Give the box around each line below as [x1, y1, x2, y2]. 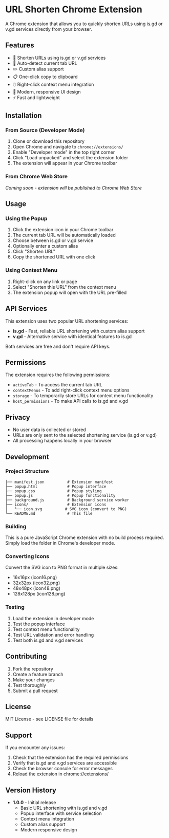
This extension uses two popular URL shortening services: [5, 318, 129, 324]
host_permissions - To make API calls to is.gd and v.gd [12, 398, 128, 404]
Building [5, 523, 27, 530]
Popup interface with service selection [20, 810, 102, 816]
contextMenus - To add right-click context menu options [12, 387, 130, 394]
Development [5, 452, 50, 461]
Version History [5, 786, 56, 794]
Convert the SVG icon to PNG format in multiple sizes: [5, 564, 119, 571]
